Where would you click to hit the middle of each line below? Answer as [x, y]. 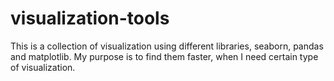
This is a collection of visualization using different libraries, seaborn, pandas [167, 46]
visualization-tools [90, 18]
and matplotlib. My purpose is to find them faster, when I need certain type [164, 56]
